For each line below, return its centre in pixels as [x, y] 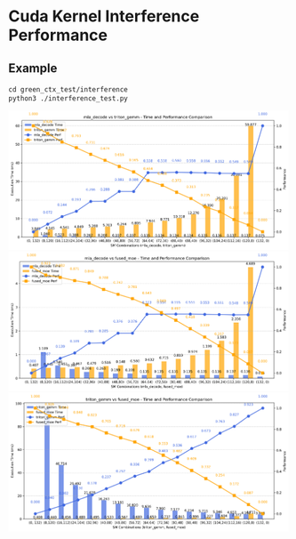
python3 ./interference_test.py [68, 99]
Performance [58, 35]
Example [33, 68]
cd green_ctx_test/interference [68, 90]
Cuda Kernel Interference [104, 16]
